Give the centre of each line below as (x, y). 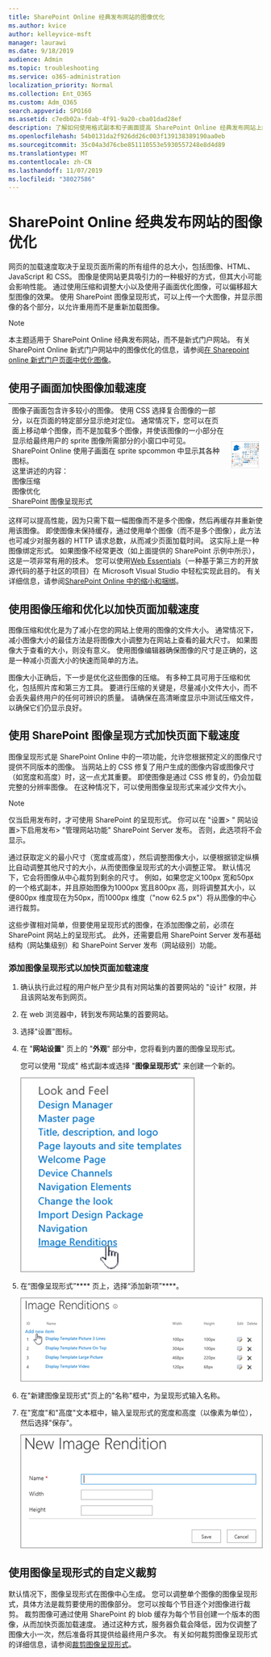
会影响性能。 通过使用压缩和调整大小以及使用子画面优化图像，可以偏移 (126, 287)
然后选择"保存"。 (48, 1423)
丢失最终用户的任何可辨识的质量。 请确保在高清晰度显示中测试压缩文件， (136, 698)
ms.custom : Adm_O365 (43, 102)
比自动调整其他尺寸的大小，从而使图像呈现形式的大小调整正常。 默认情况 (129, 867)
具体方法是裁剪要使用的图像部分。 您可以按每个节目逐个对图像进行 (133, 1604)
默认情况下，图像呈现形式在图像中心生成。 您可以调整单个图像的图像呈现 (129, 1594)
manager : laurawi (38, 43)
